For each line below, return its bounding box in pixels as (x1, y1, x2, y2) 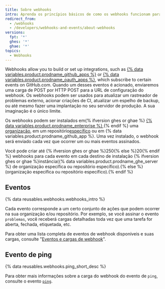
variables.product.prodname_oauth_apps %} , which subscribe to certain (5, 77, 151, 83)
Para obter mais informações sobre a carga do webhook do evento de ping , (5, 273, 158, 279)
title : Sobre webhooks (5, 7, 52, 12)
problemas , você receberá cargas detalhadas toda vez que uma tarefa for (5, 216, 153, 222)
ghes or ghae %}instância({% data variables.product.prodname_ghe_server (5, 158, 158, 165)
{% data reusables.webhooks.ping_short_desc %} (5, 263, 107, 269)
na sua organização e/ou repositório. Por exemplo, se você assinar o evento (5, 211, 159, 217)
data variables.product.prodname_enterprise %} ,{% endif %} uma (5, 123, 139, 129)
